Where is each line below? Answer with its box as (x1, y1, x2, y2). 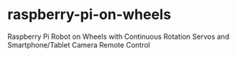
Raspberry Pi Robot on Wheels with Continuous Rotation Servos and (7, 32, 230, 41)
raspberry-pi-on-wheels (7, 6, 171, 24)
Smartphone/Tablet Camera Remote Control (7, 40, 151, 49)
